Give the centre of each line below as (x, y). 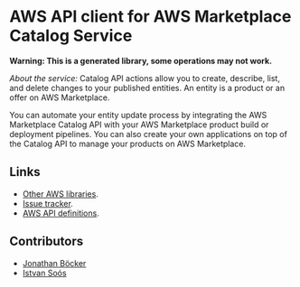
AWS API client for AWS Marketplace (150, 17)
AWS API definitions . (61, 213)
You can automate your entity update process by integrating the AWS (138, 115)
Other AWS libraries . (61, 194)
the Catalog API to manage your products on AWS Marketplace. (128, 143)
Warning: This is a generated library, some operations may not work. (141, 60)
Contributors (47, 241)
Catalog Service (71, 36)
